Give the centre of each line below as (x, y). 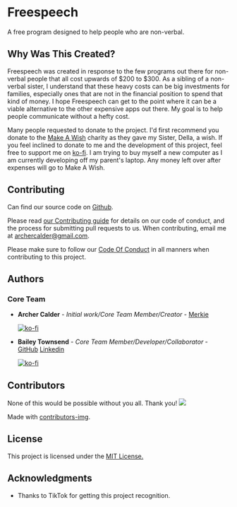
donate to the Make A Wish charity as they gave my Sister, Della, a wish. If (115, 137)
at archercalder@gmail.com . (48, 235)
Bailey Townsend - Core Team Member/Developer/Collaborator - (113, 342)
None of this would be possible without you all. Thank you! (92, 403)
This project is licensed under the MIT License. (75, 456)
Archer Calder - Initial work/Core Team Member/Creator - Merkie (113, 315)
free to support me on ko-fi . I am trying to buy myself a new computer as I (115, 152)
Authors (26, 279)
